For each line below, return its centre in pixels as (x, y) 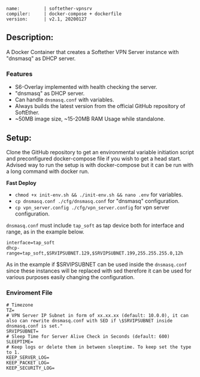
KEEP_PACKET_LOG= (28, 363)
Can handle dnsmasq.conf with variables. (64, 100)
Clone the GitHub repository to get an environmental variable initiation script (100, 152)
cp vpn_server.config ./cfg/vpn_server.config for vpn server (92, 207)
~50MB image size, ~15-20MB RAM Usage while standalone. (90, 119)
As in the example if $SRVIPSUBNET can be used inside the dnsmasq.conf (97, 264)
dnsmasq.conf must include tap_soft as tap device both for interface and (95, 225)
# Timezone (20, 305)
